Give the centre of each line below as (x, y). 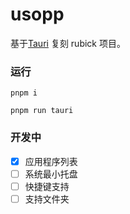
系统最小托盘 (51, 174)
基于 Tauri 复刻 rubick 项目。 (68, 43)
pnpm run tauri (42, 111)
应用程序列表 (51, 161)
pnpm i (24, 93)
